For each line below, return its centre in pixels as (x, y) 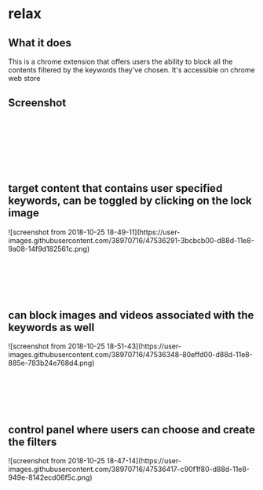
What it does (40, 43)
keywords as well (51, 328)
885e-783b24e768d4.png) (51, 363)
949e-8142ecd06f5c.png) (50, 477)
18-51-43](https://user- (144, 346)
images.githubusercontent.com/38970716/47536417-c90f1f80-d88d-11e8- (129, 470)
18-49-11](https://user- (143, 232)
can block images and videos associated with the (131, 315)
